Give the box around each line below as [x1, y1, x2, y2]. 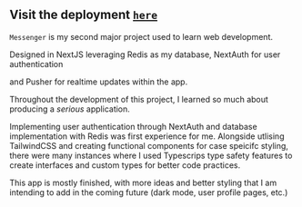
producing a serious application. [9, 103, 130, 114]
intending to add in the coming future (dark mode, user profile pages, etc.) [9, 186, 288, 198]
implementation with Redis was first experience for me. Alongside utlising [9, 131, 285, 142]
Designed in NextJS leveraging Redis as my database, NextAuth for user [9, 49, 281, 60]
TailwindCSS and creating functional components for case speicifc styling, [9, 140, 289, 151]
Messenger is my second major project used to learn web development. [9, 31, 273, 42]
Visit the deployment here [9, 7, 157, 23]
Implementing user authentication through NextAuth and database [9, 121, 257, 132]
